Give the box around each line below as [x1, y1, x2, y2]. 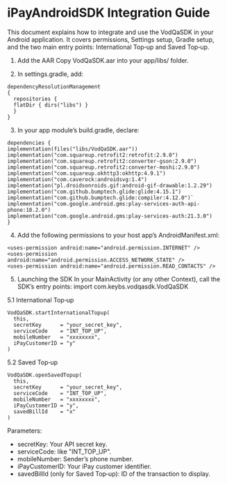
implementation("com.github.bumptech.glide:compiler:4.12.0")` [7, 194, 194, 201]
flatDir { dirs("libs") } [13, 101, 89, 109]
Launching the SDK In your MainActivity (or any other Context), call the [17, 275, 221, 283]
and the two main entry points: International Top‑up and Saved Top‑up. [7, 43, 210, 51]
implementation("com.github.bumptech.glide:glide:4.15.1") [7, 188, 182, 195]
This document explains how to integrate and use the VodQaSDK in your [7, 28, 214, 36]
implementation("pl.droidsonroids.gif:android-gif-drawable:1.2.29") [7, 182, 213, 189]
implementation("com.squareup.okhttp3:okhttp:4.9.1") [7, 169, 167, 177]
